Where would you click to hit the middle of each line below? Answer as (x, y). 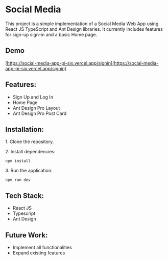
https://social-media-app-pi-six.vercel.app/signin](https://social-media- (83, 63)
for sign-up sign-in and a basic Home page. (51, 34)
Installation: (25, 129)
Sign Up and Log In (33, 97)
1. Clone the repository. (30, 142)
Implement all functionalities (42, 247)
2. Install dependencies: (30, 152)
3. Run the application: (29, 171)
